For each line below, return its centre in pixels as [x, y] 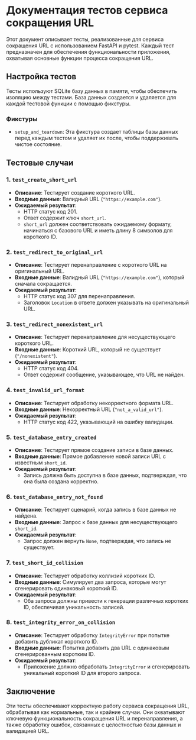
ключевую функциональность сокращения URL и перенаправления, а [94, 718]
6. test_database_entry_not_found [55, 496]
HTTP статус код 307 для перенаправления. [79, 296]
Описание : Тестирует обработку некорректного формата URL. [94, 403]
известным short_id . [41, 463]
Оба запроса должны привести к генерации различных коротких [106, 600]
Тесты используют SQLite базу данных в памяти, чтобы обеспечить [92, 91]
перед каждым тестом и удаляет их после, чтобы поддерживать [96, 138]
